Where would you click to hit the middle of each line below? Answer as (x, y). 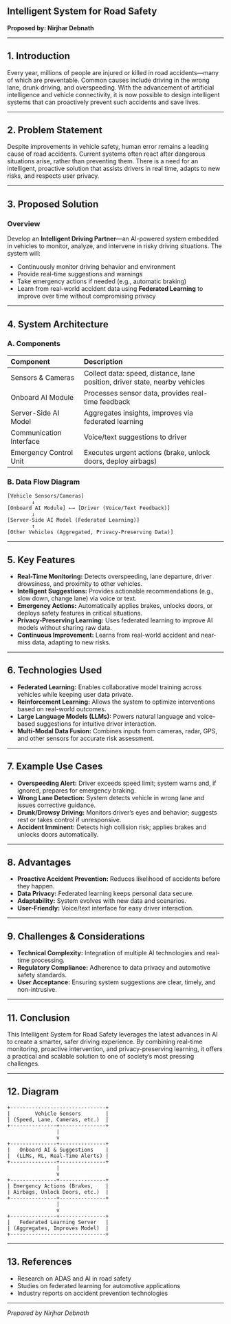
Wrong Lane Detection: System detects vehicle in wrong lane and (111, 797)
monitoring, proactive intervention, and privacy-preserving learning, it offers (115, 1049)
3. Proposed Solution (53, 204)
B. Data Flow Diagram (44, 482)
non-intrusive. (37, 990)
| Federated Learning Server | (58, 1222)
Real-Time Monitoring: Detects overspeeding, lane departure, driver (114, 576)
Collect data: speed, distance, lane (139, 373)
